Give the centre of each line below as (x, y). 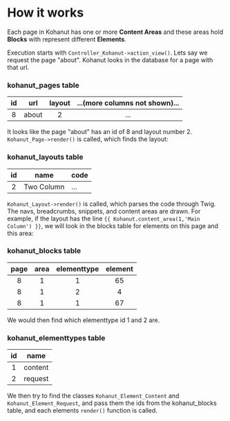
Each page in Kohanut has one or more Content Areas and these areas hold (115, 32)
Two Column (44, 187)
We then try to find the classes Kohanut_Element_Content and (93, 396)
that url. (18, 67)
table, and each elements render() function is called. (82, 411)
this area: (20, 233)
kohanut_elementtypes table (56, 338)
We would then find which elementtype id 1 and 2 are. (84, 320)
